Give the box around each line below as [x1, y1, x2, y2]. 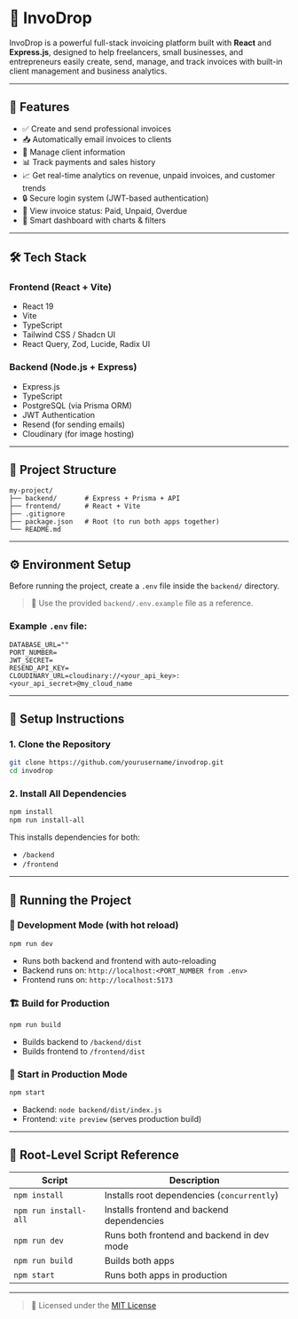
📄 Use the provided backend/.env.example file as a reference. [30, 598, 255, 609]
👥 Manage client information [21, 146, 126, 157]
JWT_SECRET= [9, 656, 53, 665]
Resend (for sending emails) [21, 419, 126, 430]
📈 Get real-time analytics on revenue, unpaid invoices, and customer [21, 170, 276, 180]
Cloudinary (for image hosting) [21, 428, 135, 438]
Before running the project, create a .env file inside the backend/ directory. [9, 581, 280, 591]
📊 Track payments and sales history [21, 156, 156, 167]
